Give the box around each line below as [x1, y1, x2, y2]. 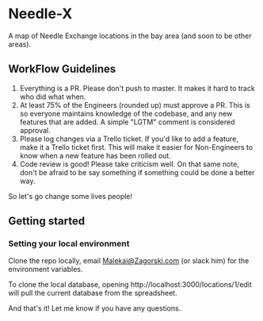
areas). [8, 39, 32, 48]
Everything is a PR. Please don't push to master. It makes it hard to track [19, 83, 255, 93]
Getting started [8, 215, 86, 228]
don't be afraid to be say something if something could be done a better [19, 167, 255, 177]
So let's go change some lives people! [8, 191, 133, 201]
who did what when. [19, 92, 86, 101]
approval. [19, 125, 51, 135]
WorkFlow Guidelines [8, 63, 116, 76]
